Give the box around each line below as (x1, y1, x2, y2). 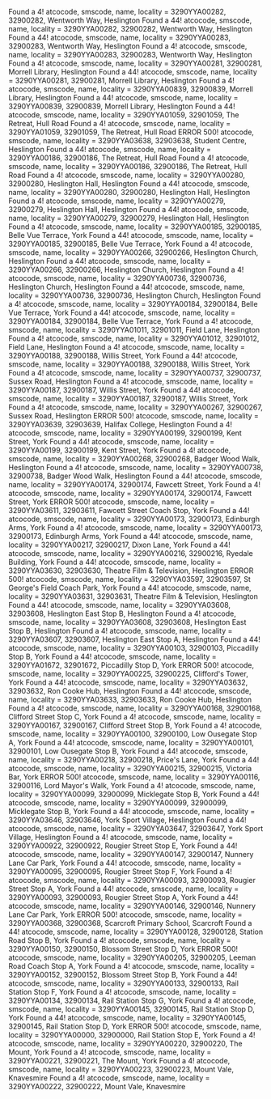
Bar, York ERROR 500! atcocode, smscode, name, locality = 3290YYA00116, (8, 772, 260, 782)
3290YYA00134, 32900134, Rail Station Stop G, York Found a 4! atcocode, (8, 995, 256, 1005)
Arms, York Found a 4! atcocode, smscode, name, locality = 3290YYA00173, (8, 523, 263, 533)
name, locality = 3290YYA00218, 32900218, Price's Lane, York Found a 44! (8, 755, 260, 764)
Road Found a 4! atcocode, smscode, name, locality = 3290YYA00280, (8, 170, 245, 180)
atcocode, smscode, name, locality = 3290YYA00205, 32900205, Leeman (8, 953, 256, 962)
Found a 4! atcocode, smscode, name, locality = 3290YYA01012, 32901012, (8, 333, 260, 343)
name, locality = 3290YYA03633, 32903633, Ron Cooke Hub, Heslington (8, 695, 252, 704)
